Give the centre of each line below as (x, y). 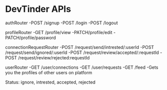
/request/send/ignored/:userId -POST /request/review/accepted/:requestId (82, 52)
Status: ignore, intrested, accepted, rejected (50, 82)
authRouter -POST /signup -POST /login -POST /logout (62, 23)
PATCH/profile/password (31, 38)
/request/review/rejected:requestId (54, 57)
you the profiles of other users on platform (49, 72)
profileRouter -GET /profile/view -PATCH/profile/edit (59, 32)
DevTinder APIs (38, 9)
